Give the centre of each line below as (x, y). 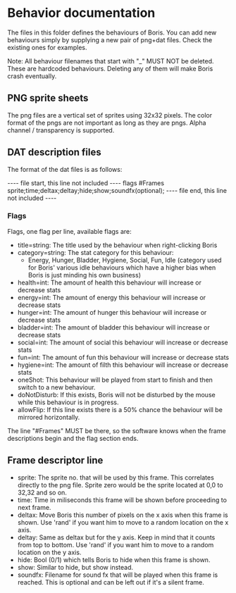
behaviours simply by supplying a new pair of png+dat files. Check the (110, 39)
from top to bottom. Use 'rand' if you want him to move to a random (116, 544)
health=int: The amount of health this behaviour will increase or (110, 282)
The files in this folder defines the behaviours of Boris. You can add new (112, 32)
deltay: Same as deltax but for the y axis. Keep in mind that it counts (116, 537)
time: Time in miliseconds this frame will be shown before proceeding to (122, 500)
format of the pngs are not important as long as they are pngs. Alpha (107, 123)
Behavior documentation (81, 13)
